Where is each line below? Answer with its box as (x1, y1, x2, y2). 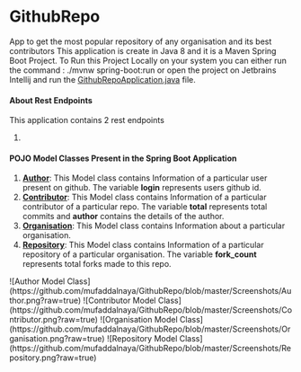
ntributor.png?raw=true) (9, 314, 99, 325)
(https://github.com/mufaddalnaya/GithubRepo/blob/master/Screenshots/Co (9, 305, 293, 315)
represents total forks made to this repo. (22, 259, 173, 270)
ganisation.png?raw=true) (9, 333, 105, 344)
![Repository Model (106, 333, 178, 344)
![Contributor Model (83, 295, 156, 306)
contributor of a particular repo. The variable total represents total (22, 201, 268, 212)
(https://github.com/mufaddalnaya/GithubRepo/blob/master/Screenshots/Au (9, 286, 292, 297)
